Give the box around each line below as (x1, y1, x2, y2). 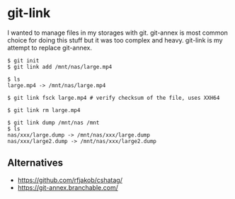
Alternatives (7, 157, 64, 169)
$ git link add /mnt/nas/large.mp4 (7, 63, 113, 70)
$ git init (7, 57, 40, 64)
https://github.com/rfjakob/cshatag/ (17, 176, 122, 184)
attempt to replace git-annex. (7, 43, 92, 52)
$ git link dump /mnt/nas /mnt (7, 119, 100, 126)
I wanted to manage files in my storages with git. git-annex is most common (7, 28, 229, 37)
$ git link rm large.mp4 (7, 106, 81, 114)
